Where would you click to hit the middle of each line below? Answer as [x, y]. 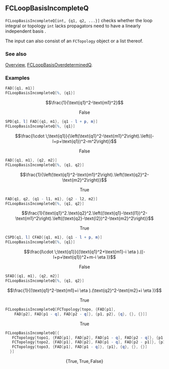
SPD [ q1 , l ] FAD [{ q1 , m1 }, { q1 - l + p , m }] [52, 122]
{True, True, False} [84, 361]
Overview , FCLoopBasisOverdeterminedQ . [49, 65]
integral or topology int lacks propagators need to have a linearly [73, 26]
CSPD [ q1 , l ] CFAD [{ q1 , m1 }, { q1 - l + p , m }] [54, 238]
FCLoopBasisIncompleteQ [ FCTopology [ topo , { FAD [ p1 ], [60, 309]
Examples [18, 78]
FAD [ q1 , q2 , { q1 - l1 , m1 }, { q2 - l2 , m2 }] [52, 199]
